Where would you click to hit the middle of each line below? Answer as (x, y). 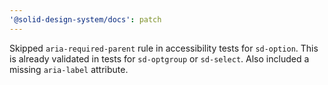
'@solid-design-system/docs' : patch (85, 19)
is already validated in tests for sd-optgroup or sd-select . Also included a (159, 58)
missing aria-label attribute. (69, 69)
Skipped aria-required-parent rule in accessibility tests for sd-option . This (164, 48)
